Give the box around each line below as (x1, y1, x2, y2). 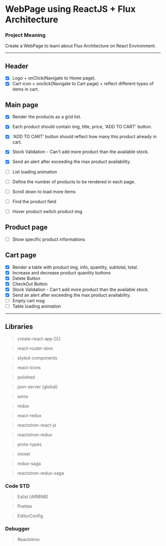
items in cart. (12, 86, 40, 92)
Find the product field (12, 198, 57, 204)
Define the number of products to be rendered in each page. (12, 178, 136, 184)
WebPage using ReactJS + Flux (5, 3, 136, 15)
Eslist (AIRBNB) (17, 494, 48, 500)
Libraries (5, 323, 33, 331)
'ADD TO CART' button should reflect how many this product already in (12, 134, 157, 140)
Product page (5, 223, 48, 231)
